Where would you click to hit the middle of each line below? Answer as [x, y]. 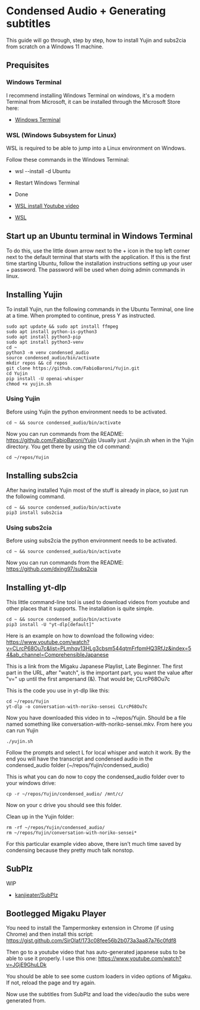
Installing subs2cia [42, 476]
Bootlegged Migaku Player [56, 914]
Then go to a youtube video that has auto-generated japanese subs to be [96, 952]
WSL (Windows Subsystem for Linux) [61, 135]
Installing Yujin [35, 295]
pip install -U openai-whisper [45, 378]
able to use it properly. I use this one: [51, 959]
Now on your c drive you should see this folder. [64, 805]
